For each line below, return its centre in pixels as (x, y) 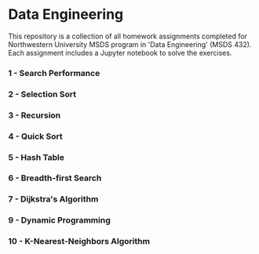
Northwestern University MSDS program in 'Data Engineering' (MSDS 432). (130, 44)
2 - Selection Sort (42, 94)
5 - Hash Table (36, 157)
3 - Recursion (35, 115)
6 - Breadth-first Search (55, 178)
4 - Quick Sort (35, 136)
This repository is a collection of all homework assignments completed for (128, 36)
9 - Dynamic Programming (60, 220)
